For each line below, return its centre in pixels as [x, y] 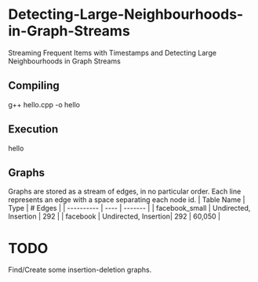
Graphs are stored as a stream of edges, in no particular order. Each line [125, 192]
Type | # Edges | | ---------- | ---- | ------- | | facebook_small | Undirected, [129, 208]
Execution [33, 130]
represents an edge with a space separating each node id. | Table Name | [127, 200]
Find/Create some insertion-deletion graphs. [80, 270]
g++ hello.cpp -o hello [44, 104]
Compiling [34, 86]
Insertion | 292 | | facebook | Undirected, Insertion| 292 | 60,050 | [114, 216]
